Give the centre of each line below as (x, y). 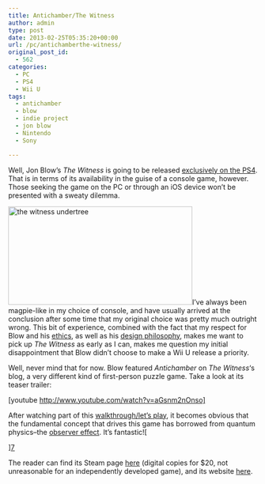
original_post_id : (38, 52)
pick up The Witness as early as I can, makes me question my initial (118, 344)
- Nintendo (33, 133)
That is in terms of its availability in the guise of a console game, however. (129, 178)
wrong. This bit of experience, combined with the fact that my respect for (128, 327)
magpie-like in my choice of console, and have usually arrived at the (119, 310)
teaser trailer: (30, 384)
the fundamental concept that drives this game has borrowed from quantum (132, 423)
